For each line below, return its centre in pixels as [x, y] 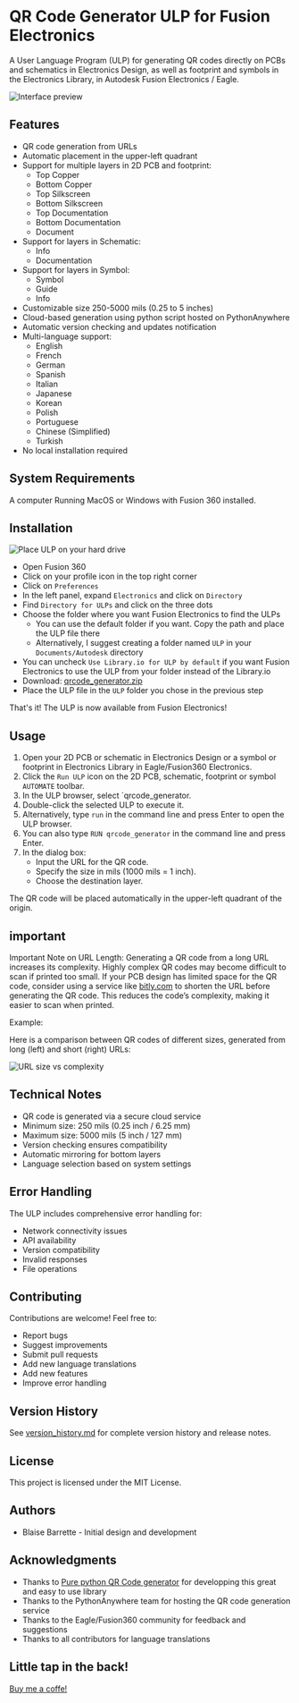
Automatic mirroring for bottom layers [91, 1154]
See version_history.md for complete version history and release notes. [140, 1433]
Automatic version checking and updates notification [119, 326]
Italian [46, 384]
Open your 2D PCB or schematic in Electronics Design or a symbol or [149, 758]
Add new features [55, 1374]
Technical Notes [56, 1094]
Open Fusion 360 [54, 567]
